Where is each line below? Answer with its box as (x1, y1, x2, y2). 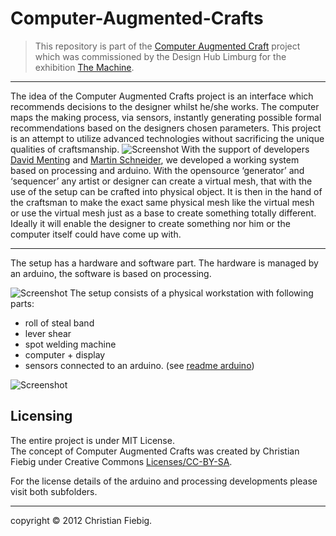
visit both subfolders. (10, 485, 98, 497)
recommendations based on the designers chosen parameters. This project (10, 122, 322, 134)
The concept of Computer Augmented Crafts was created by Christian (10, 445, 300, 457)
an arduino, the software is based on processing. (10, 267, 212, 279)
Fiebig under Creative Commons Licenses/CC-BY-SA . (10, 455, 233, 467)
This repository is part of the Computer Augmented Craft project (34, 40, 301, 52)
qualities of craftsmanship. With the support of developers (10, 143, 310, 155)
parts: (10, 297, 35, 309)
